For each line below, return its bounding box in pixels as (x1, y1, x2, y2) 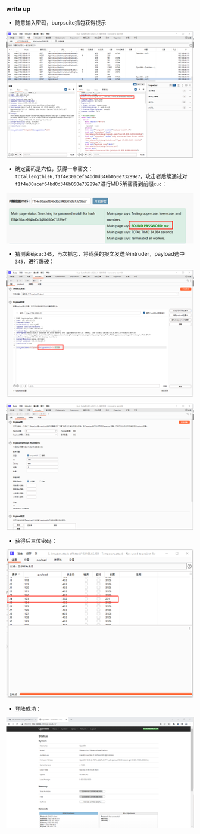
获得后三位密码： (14, 537, 57, 545)
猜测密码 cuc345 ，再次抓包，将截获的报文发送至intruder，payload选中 (14, 250, 185, 257)
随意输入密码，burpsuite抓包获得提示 (14, 19, 107, 26)
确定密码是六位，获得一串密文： (14, 165, 93, 172)
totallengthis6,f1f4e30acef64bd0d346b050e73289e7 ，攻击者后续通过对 (14, 173, 187, 180)
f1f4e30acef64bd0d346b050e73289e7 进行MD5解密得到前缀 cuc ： (14, 180, 167, 187)
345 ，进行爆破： (14, 258, 55, 265)
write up (6, 5, 31, 13)
